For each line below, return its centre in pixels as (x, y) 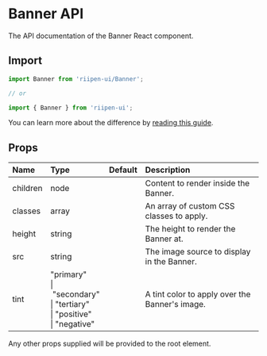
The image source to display (198, 252)
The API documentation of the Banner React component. (101, 36)
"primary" (69, 274)
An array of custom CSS (190, 206)
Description (168, 170)
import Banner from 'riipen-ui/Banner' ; (76, 79)
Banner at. (164, 239)
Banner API (46, 14)
